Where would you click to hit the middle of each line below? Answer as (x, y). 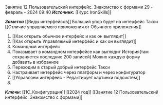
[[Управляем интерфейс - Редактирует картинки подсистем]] (76, 78)
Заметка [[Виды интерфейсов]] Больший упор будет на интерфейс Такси (81, 22)
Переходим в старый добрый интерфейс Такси (61, 67)
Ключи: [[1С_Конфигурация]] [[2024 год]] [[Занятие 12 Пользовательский (82, 92)
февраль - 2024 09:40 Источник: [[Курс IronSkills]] (58, 12)
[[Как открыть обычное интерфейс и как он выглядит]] (69, 36)
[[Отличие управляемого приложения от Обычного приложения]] (73, 27)
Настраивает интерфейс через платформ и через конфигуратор (79, 72)
